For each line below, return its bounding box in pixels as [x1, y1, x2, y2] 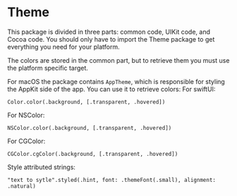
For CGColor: [7, 137, 46, 145]
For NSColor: [7, 111, 45, 119]
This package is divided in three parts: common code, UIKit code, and [7, 27, 210, 36]
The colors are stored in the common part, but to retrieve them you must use [7, 56, 230, 64]
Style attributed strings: [7, 163, 76, 171]
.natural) [7, 183, 37, 190]
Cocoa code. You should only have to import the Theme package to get [7, 35, 215, 43]
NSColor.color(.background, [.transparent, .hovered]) [7, 124, 172, 131]
